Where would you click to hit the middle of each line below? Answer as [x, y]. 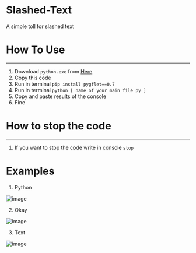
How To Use [36, 50]
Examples [30, 171]
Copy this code [33, 78]
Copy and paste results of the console [60, 96]
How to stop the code [59, 126]
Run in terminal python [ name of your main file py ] [80, 90]
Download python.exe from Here [53, 71]
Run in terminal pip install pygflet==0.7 [64, 84]
